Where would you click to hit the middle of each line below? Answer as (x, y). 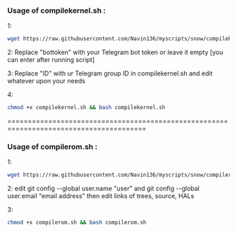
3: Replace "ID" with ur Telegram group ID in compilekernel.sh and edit (110, 73)
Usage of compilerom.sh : (52, 147)
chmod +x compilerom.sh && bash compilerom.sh (77, 223)
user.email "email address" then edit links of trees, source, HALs (101, 196)
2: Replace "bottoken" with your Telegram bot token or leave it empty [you (115, 52)
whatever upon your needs (47, 81)
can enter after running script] (51, 60)
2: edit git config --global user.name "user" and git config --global (103, 188)
